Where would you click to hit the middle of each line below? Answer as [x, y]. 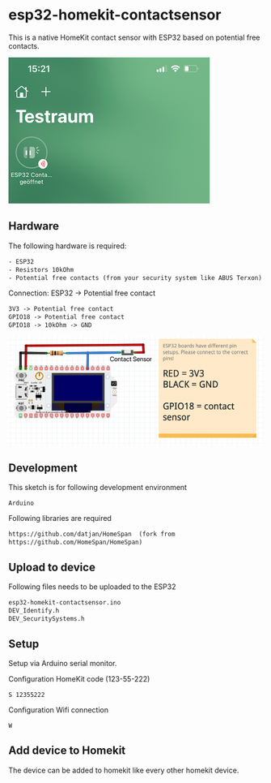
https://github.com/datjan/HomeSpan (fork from [92, 534]
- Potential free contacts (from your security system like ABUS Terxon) [135, 277]
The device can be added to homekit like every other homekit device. [124, 770]
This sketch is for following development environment [98, 488]
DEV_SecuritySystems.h [47, 619]
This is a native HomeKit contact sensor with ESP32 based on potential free [134, 37]
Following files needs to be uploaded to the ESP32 [92, 587]
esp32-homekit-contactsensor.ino [65, 603]
